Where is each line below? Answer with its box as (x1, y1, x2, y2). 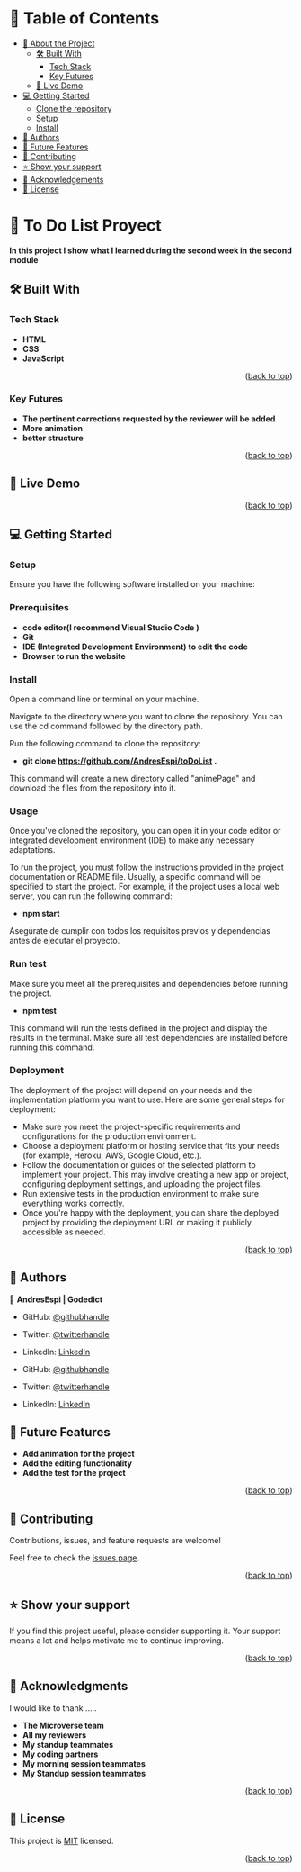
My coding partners (22, 1749, 99, 1759)
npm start (22, 909, 60, 919)
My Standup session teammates (22, 1768, 146, 1778)
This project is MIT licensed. (9, 1835, 114, 1846)
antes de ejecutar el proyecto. (9, 936, 120, 946)
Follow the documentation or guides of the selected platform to (22, 1159, 256, 1170)
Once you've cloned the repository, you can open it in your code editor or (9, 826, 281, 837)
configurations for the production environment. (22, 1130, 197, 1142)
